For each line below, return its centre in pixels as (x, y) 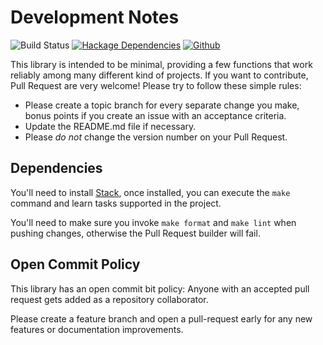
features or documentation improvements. (97, 329)
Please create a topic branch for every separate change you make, (162, 105)
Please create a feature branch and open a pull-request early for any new (161, 318)
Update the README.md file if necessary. (110, 126)
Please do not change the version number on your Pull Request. (156, 137)
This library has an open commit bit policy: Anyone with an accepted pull (160, 288)
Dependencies (56, 168)
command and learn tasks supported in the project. (116, 203)
